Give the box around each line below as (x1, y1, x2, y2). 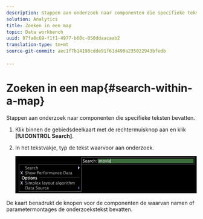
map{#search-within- (80, 81, 193, 95)
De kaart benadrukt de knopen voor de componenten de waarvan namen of (6, 199, 195, 206)
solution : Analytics (6, 16, 59, 22)
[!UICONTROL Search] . (14, 132, 74, 139)
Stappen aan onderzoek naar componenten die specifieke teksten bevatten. (6, 114, 195, 121)
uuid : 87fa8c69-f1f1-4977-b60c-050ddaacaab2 (6, 35, 120, 42)
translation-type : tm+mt (6, 42, 69, 48)
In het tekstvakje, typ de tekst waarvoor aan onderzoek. (14, 144, 154, 151)
